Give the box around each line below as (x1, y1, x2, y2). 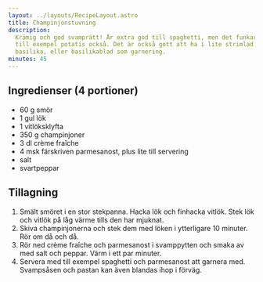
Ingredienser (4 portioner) (8, 84, 139, 98)
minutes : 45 (8, 56, 47, 63)
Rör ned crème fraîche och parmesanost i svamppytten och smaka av (19, 240, 244, 249)
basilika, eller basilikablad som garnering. (15, 48, 167, 56)
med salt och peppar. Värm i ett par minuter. (19, 248, 162, 258)
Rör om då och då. (19, 232, 80, 241)
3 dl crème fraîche (19, 138, 79, 147)
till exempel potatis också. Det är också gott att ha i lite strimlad (15, 41, 254, 49)
